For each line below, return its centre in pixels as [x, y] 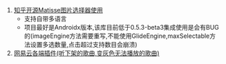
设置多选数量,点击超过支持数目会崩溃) [84, 44]
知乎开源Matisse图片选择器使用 [58, 10]
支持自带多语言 [45, 19]
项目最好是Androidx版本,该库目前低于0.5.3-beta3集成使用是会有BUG [122, 27]
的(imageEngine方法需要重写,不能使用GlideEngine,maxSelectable [117, 36]
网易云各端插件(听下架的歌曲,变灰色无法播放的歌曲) [87, 53]
